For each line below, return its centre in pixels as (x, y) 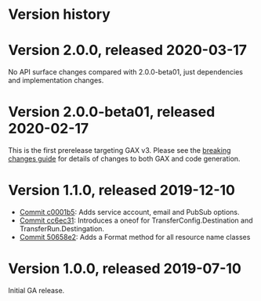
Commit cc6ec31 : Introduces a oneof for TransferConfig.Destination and (136, 220)
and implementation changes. (56, 81)
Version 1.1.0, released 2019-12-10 (121, 190)
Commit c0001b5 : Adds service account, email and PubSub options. (130, 212)
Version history (60, 15)
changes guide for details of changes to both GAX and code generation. (124, 159)
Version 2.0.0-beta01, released (112, 112)
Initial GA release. (36, 290)
